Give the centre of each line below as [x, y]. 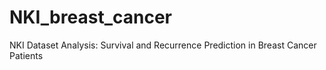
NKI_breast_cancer [90, 17]
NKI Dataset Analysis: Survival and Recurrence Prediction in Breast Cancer [163, 45]
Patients [26, 55]
